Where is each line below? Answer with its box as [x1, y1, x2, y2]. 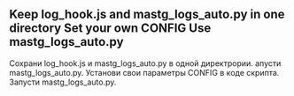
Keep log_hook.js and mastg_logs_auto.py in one [9, 7, 285, 22]
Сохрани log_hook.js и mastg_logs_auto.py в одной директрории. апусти [9, 57, 282, 69]
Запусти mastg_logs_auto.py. [9, 77, 117, 87]
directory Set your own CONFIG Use [9, 21, 212, 36]
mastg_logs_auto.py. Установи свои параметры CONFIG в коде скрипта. [9, 67, 280, 78]
